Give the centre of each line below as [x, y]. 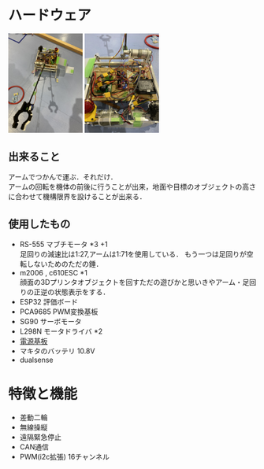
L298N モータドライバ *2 [61, 331]
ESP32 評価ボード [49, 302]
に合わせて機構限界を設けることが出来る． [77, 197]
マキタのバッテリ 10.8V [57, 351]
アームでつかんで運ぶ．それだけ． [63, 177]
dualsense [36, 360]
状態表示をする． [82, 292]
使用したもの [39, 224]
